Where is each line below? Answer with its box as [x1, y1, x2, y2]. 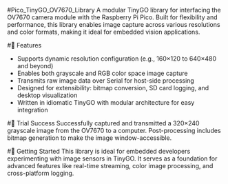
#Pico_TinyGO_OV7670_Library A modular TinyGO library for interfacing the [7, 6, 222, 14]
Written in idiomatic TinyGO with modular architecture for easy [17, 99, 195, 106]
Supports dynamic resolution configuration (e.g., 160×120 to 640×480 [17, 54, 217, 63]
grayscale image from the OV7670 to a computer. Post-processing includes [7, 127, 222, 134]
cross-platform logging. [7, 169, 74, 177]
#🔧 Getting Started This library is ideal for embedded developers [7, 147, 191, 155]
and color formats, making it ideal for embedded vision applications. [7, 28, 200, 36]
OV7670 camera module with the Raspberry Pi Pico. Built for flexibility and [7, 13, 218, 21]
